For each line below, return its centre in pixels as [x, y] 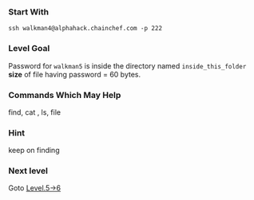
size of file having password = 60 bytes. [75, 74]
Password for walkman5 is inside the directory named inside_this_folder [127, 65]
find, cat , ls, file [35, 112]
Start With [29, 12]
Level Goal [29, 49]
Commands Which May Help [65, 95]
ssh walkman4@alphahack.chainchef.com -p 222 [85, 29]
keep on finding [34, 151]
